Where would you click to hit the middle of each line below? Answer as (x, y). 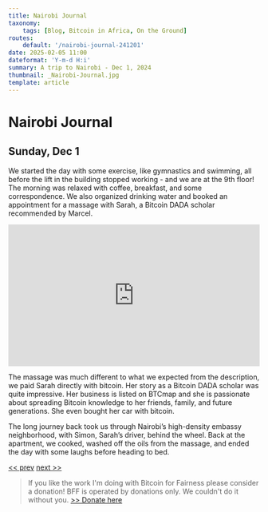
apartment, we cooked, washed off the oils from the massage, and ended (129, 443)
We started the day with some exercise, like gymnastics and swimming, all (130, 171)
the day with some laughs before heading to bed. (89, 452)
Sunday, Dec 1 (44, 151)
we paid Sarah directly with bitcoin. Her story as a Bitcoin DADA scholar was (134, 385)
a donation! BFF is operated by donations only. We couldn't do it (133, 491)
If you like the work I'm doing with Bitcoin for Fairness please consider (143, 483)
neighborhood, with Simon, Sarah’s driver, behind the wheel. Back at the (127, 435)
